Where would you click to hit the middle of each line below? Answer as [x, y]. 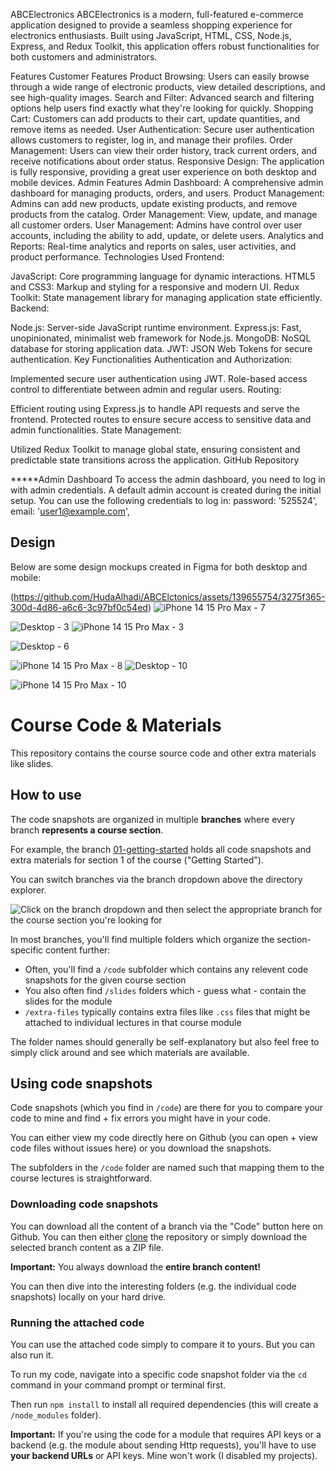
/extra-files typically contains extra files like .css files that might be [167, 1011]
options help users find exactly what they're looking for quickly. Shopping [162, 108]
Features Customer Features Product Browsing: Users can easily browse [160, 76]
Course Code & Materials [116, 725]
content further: [78, 950]
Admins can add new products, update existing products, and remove [154, 203]
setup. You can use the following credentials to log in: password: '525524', [164, 500]
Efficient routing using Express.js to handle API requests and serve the [155, 408]
